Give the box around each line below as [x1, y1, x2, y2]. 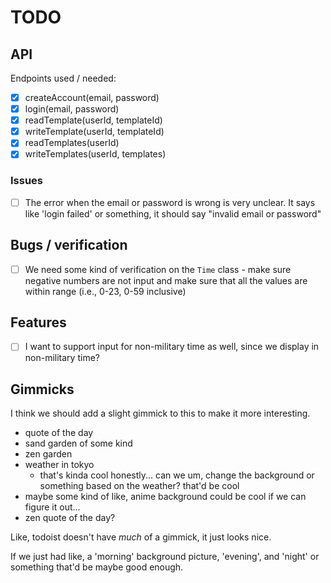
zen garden [24, 448, 73, 460]
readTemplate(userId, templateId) [24, 114, 163, 126]
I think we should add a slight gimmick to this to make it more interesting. [10, 407, 311, 420]
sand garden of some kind [24, 437, 133, 450]
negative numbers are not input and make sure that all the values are [24, 274, 308, 286]
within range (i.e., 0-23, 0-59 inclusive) [24, 285, 187, 297]
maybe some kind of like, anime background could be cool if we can [24, 491, 307, 503]
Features [10, 314, 67, 331]
